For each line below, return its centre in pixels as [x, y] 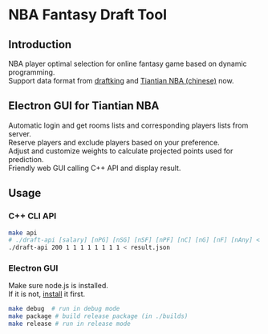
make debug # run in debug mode [64, 309]
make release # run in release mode [69, 324]
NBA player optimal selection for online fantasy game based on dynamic [128, 63]
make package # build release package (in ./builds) [98, 316]
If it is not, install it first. [47, 294]
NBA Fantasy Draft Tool [87, 15]
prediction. [26, 159]
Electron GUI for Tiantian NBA [84, 106]
